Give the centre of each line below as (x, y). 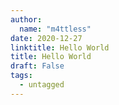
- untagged (42, 85)
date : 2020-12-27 (46, 38)
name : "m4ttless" (55, 29)
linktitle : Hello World (60, 47)
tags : (21, 76)
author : (26, 19)
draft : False (37, 66)
